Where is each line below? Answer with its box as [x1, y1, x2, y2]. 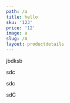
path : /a [6, 8, 28, 15]
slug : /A [6, 36, 28, 42]
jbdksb [6, 57, 23, 64]
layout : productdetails [6, 42, 65, 47]
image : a [6, 30, 28, 36]
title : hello [6, 14, 38, 20]
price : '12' [6, 25, 35, 31]
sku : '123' [6, 19, 33, 25]
